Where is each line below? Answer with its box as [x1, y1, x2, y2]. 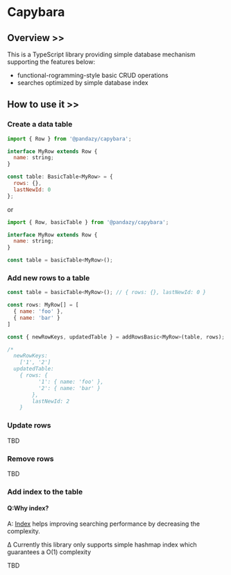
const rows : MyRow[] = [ [7, 302, 79, 309]
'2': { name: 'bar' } [37, 384, 101, 391]
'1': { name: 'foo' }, [37, 378, 104, 385]
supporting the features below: [7, 58, 96, 66]
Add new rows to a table [7, 273, 90, 282]
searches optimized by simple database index [17, 79, 148, 87]
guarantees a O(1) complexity [7, 548, 92, 556]
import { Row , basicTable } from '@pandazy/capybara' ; [7, 218, 169, 226]
